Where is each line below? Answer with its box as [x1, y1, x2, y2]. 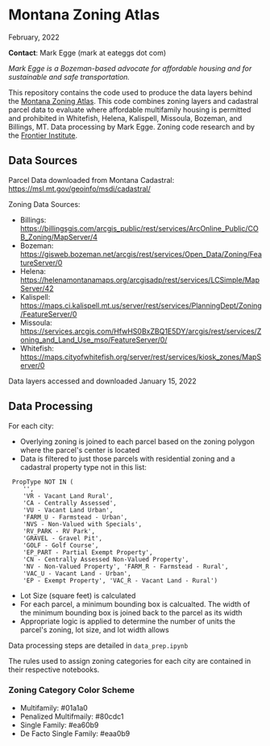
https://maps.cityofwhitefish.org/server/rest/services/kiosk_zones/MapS [19, 352, 262, 362]
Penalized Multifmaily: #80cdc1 [19, 711, 124, 721]
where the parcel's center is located [19, 445, 140, 454]
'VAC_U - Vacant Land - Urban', [23, 570, 131, 578]
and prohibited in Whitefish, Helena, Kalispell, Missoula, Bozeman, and [8, 113, 243, 122]
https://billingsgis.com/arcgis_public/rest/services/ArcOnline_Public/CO [19, 223, 260, 233]
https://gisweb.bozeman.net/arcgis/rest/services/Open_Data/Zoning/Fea [19, 249, 262, 259]
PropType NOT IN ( [11, 478, 74, 486]
